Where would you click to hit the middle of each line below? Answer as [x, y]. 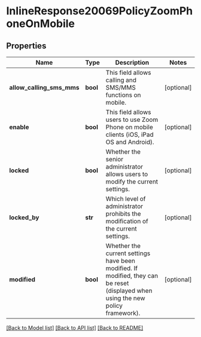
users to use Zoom [132, 120]
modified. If [122, 268]
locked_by [24, 217]
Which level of [126, 199]
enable [19, 127]
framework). [123, 313]
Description [132, 62]
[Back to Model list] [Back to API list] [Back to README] [75, 328]
